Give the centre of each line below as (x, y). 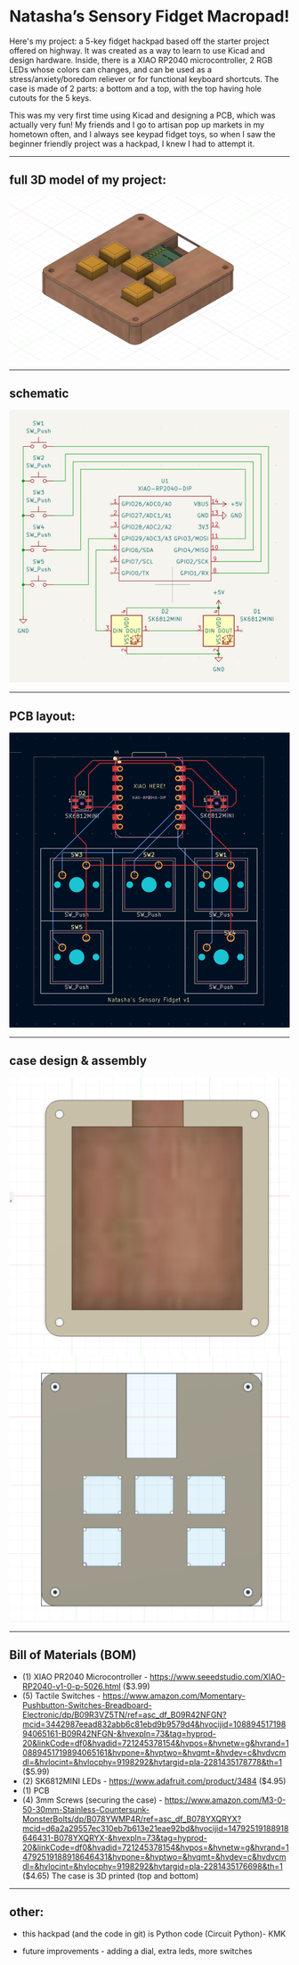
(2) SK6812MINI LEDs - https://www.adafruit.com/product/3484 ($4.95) (154, 1780)
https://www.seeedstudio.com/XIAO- (218, 1676)
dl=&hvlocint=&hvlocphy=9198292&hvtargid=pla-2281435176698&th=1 (152, 1866)
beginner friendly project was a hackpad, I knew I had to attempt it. (132, 144)
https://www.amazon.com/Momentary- (174, 1696)
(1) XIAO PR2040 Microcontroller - (85, 1676)
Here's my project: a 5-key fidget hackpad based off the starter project (139, 41)
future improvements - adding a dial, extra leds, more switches (137, 1951)
